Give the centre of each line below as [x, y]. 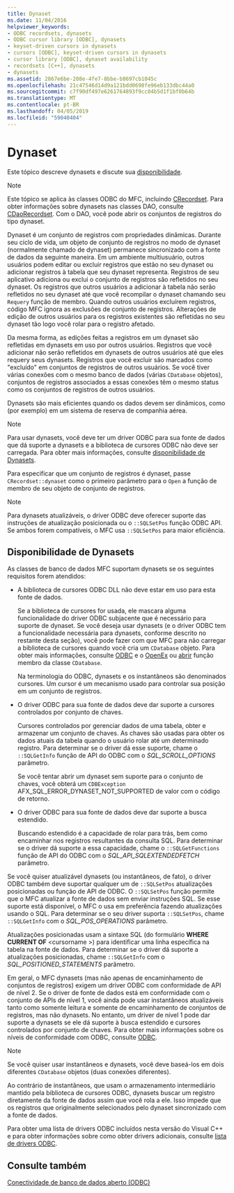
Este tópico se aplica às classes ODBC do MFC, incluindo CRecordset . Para [116, 199]
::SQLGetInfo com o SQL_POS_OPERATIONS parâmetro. [88, 921]
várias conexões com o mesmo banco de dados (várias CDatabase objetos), [115, 374]
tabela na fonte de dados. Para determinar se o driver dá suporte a [103, 950]
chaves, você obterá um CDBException [71, 784]
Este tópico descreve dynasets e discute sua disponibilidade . [95, 171]
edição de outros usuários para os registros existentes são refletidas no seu [116, 316]
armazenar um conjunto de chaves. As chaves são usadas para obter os [121, 733]
